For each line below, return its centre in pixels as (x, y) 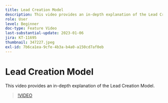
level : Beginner (22, 24)
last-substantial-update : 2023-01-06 (44, 33)
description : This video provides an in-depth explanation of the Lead (81, 14)
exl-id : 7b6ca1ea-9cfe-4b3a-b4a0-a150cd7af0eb (54, 47)
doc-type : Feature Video (31, 28)
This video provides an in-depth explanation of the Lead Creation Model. (80, 85)
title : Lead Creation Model (34, 10)
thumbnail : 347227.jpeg (30, 42)
